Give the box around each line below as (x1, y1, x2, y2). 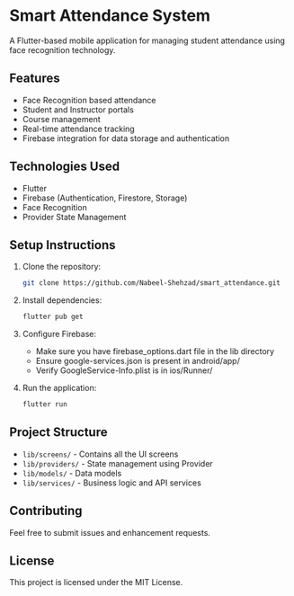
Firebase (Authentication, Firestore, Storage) (22, 192, 188, 203)
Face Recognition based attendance (22, 94, 156, 105)
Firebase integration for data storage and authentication (22, 132, 230, 144)
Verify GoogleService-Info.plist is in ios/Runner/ (35, 365, 213, 376)
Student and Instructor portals (22, 104, 135, 115)
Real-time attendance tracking (22, 123, 135, 134)
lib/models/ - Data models (22, 467, 122, 478)
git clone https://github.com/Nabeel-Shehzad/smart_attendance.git (22, 279, 281, 288)
